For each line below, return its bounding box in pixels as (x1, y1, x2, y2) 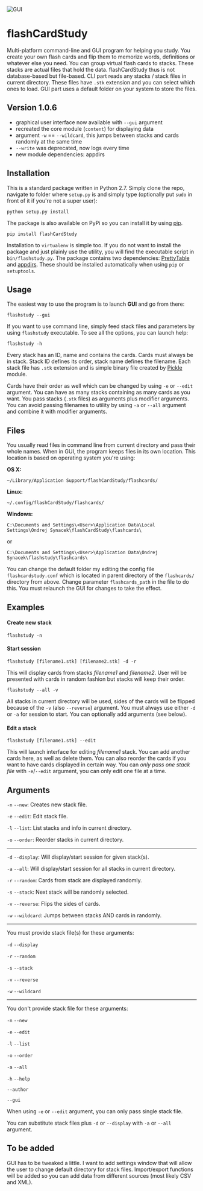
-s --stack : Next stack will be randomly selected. (7, 888, 129, 896)
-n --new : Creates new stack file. (7, 801, 87, 808)
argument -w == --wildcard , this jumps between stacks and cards (15, 131, 180, 139)
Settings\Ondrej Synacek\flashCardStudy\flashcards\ (7, 528, 142, 534)
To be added (7, 1143, 55, 1154)
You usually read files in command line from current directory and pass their (7, 441, 196, 449)
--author (7, 1087, 29, 1093)
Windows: (7, 510, 33, 518)
